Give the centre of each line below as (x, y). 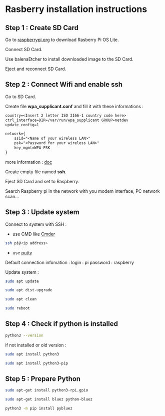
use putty (22, 253)
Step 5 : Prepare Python (43, 379)
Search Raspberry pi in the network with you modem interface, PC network (82, 191)
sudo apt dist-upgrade (29, 290)
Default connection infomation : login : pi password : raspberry (69, 262)
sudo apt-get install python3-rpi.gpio (47, 390)
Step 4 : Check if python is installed (62, 324)
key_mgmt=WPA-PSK (32, 148)
